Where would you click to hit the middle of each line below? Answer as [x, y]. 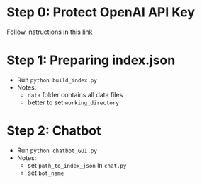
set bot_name [46, 173]
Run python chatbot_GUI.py [57, 150]
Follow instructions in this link [50, 32]
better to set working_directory [73, 102]
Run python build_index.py [57, 80]
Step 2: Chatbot [54, 131]
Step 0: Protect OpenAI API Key [101, 12]
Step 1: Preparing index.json [91, 60]
